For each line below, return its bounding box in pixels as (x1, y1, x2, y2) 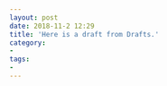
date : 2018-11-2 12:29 (9, 21, 95, 30)
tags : (9, 55, 30, 64)
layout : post (9, 13, 59, 22)
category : (9, 38, 47, 47)
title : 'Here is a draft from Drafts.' (9, 30, 160, 39)
